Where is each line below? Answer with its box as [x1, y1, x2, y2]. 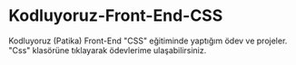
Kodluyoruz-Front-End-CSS [8, 5, 223, 26]
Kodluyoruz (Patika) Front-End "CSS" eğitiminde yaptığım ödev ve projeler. [8, 35, 288, 46]
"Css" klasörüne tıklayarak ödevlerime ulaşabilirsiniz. [8, 44, 207, 55]
